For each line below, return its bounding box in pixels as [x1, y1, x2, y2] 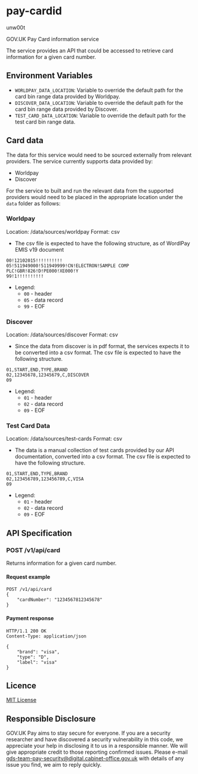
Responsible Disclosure [6, 714, 96, 724]
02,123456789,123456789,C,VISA [6, 476, 84, 482]
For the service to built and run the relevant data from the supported [6, 187, 174, 194]
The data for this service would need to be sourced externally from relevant [6, 151, 192, 159]
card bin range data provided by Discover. [14, 106, 119, 113]
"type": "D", [17, 654, 49, 660]
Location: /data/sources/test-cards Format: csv [6, 435, 122, 442]
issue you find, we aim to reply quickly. [6, 761, 102, 769]
